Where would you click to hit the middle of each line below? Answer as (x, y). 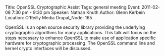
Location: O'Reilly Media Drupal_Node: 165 (49, 18)
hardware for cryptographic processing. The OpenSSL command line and (80, 43)
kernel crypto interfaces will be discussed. (48, 48)
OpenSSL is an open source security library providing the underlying (75, 27)
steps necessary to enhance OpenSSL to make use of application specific (81, 38)
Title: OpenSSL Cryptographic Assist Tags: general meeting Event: (73, 7)
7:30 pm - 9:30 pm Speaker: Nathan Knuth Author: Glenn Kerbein (78, 12)
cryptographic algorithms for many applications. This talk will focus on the (81, 32)
